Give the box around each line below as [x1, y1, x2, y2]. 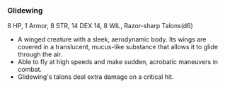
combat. [17, 65, 42, 74]
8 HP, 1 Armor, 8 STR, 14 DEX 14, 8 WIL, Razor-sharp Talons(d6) [7, 22, 193, 30]
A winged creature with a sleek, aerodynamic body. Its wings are [17, 35, 207, 44]
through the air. [17, 50, 62, 58]
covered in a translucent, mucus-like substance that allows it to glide [17, 43, 218, 51]
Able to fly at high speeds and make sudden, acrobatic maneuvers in [17, 58, 218, 66]
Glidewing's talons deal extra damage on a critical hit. [17, 73, 175, 81]
